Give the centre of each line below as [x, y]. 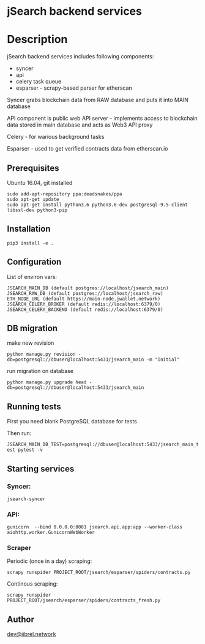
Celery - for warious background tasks [56, 137]
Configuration [34, 262]
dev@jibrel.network [32, 634]
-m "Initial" [163, 360]
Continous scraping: [32, 584]
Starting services [41, 469]
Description [37, 40]
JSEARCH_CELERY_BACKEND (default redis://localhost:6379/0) [85, 309]
